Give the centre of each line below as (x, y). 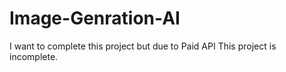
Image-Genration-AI (95, 18)
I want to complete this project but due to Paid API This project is (143, 46)
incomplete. (34, 56)
